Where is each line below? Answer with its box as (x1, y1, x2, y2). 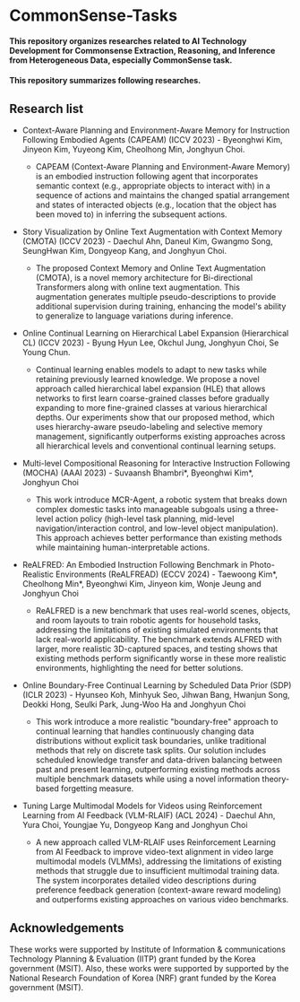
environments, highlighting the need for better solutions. (35, 663, 244, 674)
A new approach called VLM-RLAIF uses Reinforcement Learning (35, 837, 276, 848)
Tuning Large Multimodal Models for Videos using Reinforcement (21, 800, 262, 812)
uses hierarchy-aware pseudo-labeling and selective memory (35, 422, 263, 432)
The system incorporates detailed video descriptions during (35, 876, 257, 886)
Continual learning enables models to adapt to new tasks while (35, 364, 267, 375)
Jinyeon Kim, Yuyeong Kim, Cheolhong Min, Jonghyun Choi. (21, 144, 245, 155)
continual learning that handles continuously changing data (35, 726, 255, 736)
